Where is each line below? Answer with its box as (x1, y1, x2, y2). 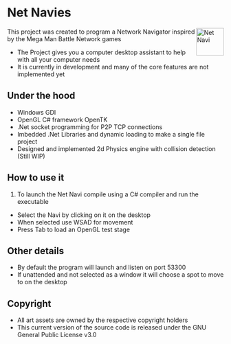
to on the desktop (16, 278, 67, 286)
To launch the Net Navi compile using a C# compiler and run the (16, 190, 199, 198)
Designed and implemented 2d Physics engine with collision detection (16, 144, 216, 152)
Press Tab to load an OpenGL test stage (16, 225, 131, 233)
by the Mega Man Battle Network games (7, 34, 122, 43)
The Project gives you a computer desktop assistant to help (16, 48, 186, 56)
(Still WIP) (16, 152, 46, 160)
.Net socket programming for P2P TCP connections (16, 122, 163, 131)
